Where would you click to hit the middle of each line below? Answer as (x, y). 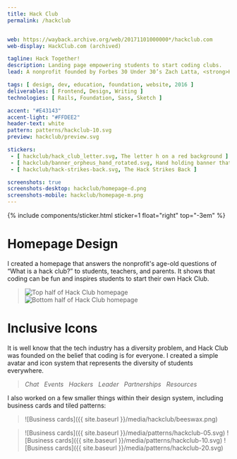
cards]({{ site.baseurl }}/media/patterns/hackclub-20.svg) (139, 448)
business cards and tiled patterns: (57, 405)
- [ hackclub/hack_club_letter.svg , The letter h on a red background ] (120, 156)
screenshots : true (34, 182)
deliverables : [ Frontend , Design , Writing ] (75, 91)
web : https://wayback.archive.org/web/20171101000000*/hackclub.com (110, 40)
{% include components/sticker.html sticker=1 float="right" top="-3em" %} (116, 215)
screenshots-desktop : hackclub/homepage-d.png (77, 189)
